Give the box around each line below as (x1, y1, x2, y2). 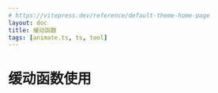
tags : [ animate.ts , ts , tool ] (8, 33, 108, 42)
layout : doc (8, 19, 47, 27)
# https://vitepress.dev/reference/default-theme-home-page (8, 11, 211, 20)
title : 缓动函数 (8, 26, 57, 34)
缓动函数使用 (8, 70, 92, 87)
